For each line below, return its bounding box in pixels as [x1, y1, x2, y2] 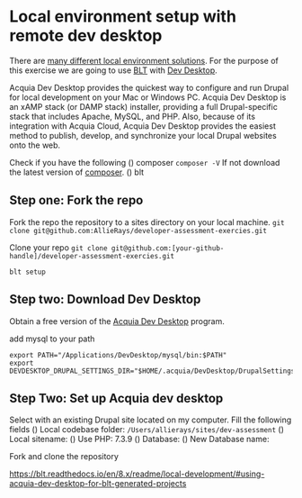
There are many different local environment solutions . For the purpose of [9, 55, 279, 66]
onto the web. [9, 140, 61, 150]
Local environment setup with [9, 6, 236, 27]
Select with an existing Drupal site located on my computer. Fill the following [9, 414, 292, 425]
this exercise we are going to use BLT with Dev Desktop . [9, 65, 218, 76]
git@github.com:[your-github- [111, 243, 225, 253]
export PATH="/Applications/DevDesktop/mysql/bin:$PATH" [9, 350, 227, 359]
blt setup [9, 267, 47, 276]
